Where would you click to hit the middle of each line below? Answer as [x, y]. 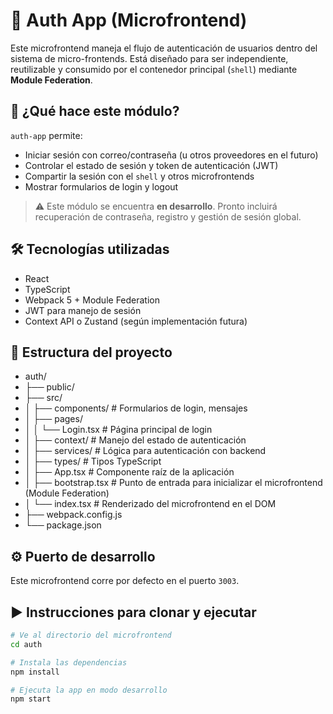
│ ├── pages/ [53, 419]
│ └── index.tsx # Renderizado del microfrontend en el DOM [150, 504]
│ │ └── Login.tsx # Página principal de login [118, 430]
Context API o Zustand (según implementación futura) [136, 321]
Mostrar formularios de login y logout [101, 186]
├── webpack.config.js [73, 515]
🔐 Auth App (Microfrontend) [129, 20]
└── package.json [63, 525]
